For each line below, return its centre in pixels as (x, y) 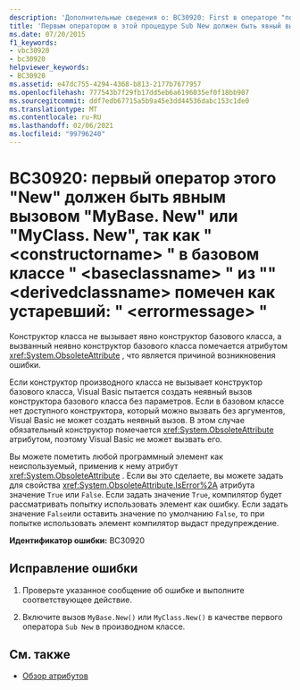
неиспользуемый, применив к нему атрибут (94, 465)
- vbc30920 (29, 51)
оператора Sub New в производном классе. (104, 626)
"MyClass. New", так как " (111, 236)
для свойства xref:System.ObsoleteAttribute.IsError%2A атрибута (132, 485)
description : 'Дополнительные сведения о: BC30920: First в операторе (143, 17)
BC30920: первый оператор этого (143, 179)
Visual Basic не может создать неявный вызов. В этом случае (127, 420)
